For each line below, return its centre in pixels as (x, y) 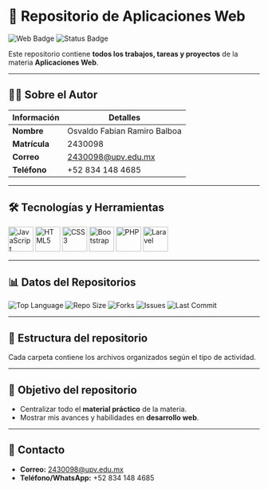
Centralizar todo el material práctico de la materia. (103, 409)
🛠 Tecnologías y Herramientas (87, 208)
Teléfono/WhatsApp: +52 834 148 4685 (87, 477)
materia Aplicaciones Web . (53, 62)
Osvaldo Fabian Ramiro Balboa (124, 131)
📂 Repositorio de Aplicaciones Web (127, 16)
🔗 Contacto (37, 450)
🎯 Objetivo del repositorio (73, 390)
